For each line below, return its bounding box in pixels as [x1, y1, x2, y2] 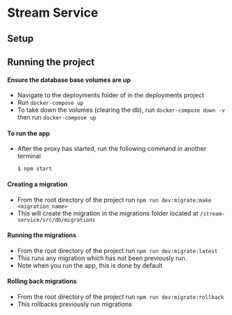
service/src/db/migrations [17, 216, 96, 223]
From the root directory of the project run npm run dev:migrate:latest [17, 246, 218, 255]
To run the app [7, 129, 50, 137]
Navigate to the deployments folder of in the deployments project [17, 91, 204, 99]
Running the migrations [7, 231, 76, 239]
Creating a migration [7, 179, 68, 188]
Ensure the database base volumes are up [7, 75, 131, 84]
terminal [17, 152, 42, 161]
